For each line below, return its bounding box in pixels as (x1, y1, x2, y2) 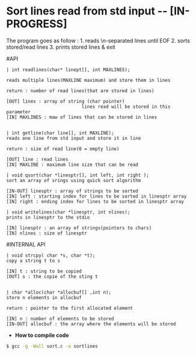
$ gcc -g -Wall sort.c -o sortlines (6, 343, 98, 349)
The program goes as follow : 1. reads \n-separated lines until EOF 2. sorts (6, 37, 191, 44)
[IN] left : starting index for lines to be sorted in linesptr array (6, 193, 187, 199)
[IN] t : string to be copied (6, 268, 82, 274)
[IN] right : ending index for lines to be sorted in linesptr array (6, 198, 185, 204)
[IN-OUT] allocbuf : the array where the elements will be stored (6, 321, 176, 327)
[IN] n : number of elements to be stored (6, 315, 114, 322)
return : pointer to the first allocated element (6, 305, 133, 311)
